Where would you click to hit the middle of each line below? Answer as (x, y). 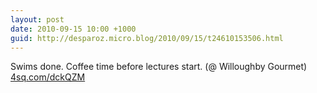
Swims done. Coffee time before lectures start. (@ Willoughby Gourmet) (159, 67)
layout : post (37, 19)
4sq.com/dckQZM (48, 77)
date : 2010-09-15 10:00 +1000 (73, 29)
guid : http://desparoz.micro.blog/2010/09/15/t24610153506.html (147, 38)
